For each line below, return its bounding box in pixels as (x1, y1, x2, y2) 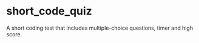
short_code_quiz (6, 4, 92, 18)
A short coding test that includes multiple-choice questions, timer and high (6, 24, 193, 31)
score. (6, 30, 22, 38)
